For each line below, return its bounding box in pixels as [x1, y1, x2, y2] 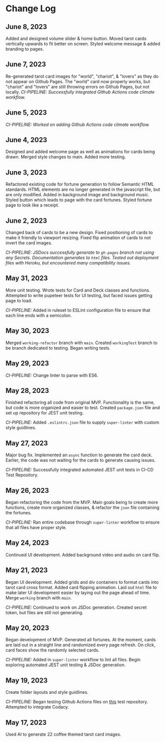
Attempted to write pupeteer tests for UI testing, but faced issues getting [5, 292, 153, 298]
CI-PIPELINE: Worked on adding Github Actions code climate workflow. [5, 121, 150, 127]
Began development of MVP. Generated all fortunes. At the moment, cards [5, 637, 156, 643]
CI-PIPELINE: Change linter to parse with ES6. [5, 372, 98, 378]
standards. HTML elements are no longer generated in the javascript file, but [5, 186, 160, 192]
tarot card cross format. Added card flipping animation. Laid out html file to [5, 584, 157, 590]
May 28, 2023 [5, 386, 49, 395]
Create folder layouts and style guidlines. [5, 689, 89, 695]
